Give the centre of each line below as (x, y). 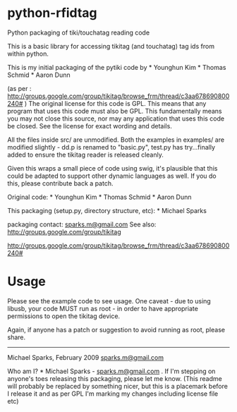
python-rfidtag (52, 13)
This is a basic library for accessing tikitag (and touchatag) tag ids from (111, 46)
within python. (28, 54)
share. (17, 337)
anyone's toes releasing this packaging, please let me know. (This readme (115, 378)
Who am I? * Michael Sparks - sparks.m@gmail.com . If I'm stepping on (111, 371)
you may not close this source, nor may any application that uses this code (116, 119)
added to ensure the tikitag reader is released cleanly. (85, 154)
